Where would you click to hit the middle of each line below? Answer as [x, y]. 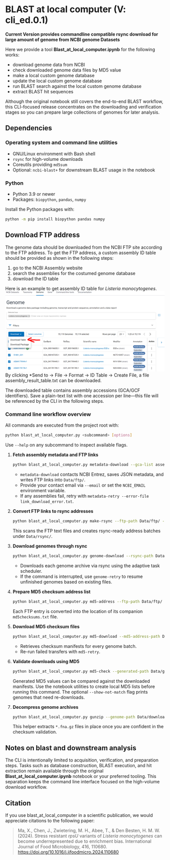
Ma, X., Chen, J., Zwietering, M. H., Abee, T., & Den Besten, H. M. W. [89, 830]
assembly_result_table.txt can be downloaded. [54, 381]
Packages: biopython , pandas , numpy [49, 199]
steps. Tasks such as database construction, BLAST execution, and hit [78, 766]
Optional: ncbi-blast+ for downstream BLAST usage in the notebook [84, 170]
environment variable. [43, 491]
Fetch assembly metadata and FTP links [55, 455]
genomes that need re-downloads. [49, 697]
